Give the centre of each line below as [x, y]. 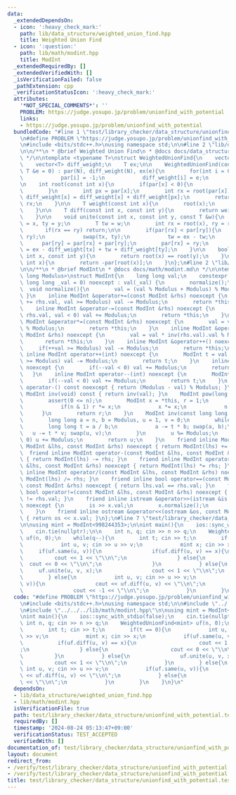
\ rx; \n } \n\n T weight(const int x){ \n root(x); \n [118, 204]
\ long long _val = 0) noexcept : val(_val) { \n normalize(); [124, 283]
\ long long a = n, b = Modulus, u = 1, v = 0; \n [105, 420]
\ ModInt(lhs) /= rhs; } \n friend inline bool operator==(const [120, 479]
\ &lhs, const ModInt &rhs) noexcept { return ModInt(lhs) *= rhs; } [124, 466]
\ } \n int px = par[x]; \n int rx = [105, 191]
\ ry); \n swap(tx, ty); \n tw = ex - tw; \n [118, 237]
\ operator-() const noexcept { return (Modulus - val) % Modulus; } [124, 387]
